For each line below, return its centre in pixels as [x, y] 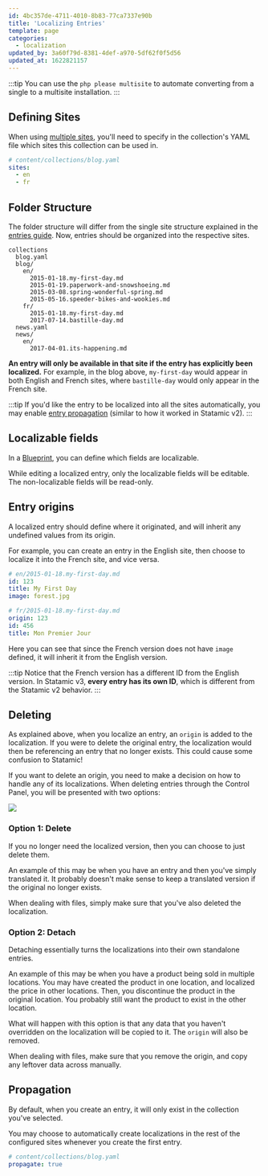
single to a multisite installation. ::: [64, 92]
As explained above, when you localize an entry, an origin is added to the [130, 734]
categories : [28, 38]
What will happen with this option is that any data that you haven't [117, 1024]
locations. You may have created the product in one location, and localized [132, 982]
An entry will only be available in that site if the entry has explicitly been [130, 363]
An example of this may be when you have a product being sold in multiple [132, 974]
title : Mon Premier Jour [50, 633]
